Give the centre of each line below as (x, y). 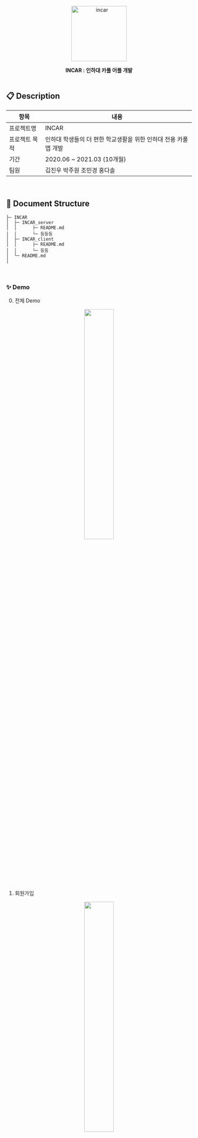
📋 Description (33, 96)
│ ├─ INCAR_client (30, 239)
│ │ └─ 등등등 (29, 234)
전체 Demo (27, 300)
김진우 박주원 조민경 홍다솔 (80, 170)
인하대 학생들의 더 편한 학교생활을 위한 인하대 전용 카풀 (117, 139)
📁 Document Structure (48, 204)
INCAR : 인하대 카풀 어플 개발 (99, 70)
